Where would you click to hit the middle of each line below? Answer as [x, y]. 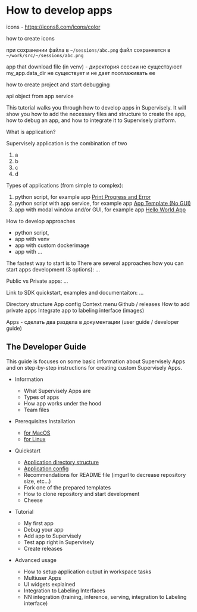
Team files [36, 410]
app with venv [32, 239]
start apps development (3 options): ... [53, 269]
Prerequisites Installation [45, 421]
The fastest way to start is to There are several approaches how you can [95, 263]
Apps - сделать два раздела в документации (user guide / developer [93, 321]
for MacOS [37, 433]
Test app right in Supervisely [59, 542]
